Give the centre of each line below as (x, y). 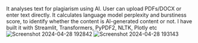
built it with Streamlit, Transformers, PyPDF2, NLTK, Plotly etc (82, 27)
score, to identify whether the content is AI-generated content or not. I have (99, 21)
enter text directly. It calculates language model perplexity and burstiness (96, 15)
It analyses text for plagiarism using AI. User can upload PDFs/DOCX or (94, 9)
